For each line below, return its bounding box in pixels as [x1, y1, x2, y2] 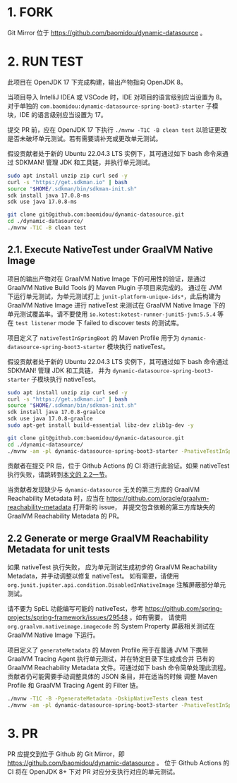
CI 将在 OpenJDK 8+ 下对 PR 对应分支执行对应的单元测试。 [7, 767, 179, 776]
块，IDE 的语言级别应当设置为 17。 [7, 110, 107, 119]
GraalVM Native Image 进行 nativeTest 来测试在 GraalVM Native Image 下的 [7, 301, 226, 309]
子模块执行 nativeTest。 [31, 375, 100, 383]
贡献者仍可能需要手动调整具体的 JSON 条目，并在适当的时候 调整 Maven [7, 672, 218, 681]
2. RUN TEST [7, 54, 84, 70]
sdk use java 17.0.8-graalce [7, 415, 93, 423]
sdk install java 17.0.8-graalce [7, 408, 106, 416]
